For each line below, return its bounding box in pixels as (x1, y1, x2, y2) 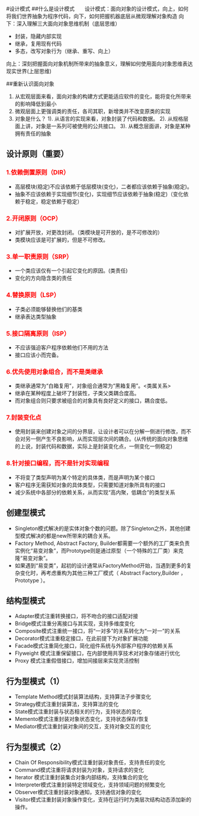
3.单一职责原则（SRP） (6, 252, 73, 260)
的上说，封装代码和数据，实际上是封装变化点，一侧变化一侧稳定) (14, 443, 173, 450)
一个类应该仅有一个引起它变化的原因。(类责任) (14, 267, 129, 275)
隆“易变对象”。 (14, 554, 52, 562)
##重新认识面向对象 (6, 80, 54, 87)
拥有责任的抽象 (14, 130, 52, 137)
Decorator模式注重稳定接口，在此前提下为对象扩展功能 (14, 635, 149, 642)
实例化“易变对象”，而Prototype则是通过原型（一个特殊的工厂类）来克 (14, 547, 184, 554)
